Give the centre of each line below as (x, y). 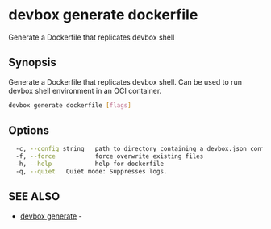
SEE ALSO (34, 196)
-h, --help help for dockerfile (90, 164)
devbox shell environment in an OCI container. (85, 90)
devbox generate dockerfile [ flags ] (70, 105)
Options (29, 131)
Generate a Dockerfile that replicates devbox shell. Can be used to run (125, 81)
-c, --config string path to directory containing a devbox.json (131, 149)
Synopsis (32, 62)
